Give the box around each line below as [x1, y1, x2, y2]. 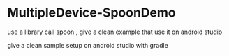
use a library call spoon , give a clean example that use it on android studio [7, 28, 223, 36]
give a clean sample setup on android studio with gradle [7, 41, 169, 49]
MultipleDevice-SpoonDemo [7, 5, 176, 21]
